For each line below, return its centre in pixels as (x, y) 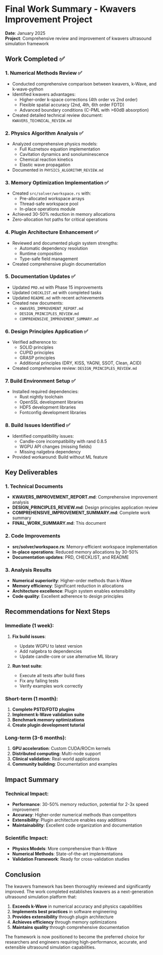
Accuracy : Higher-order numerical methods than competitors (74, 814)
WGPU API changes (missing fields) (56, 447)
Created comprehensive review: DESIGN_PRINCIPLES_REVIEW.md (74, 368)
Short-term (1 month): (32, 698)
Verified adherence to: (35, 342)
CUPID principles (37, 353)
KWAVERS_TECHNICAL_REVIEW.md (42, 121)
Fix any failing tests (39, 681)
